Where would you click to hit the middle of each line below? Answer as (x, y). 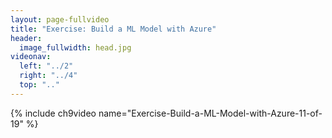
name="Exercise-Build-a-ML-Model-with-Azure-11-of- (210, 113)
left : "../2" (46, 66)
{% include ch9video (53, 113)
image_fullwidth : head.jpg (75, 47)
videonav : (31, 57)
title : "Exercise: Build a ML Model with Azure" (113, 29)
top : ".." (39, 85)
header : (26, 38)
